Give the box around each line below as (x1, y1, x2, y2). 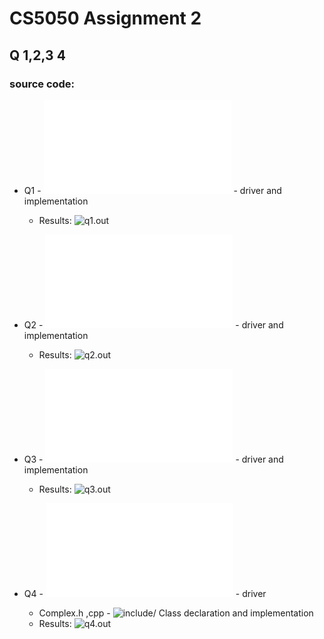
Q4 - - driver (23, 587, 267, 599)
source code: (9, 77, 76, 91)
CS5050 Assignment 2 (9, 7, 202, 30)
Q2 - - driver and (23, 318, 284, 331)
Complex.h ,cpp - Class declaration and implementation (38, 607, 314, 619)
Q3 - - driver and (23, 453, 284, 465)
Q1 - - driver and (23, 184, 282, 196)
